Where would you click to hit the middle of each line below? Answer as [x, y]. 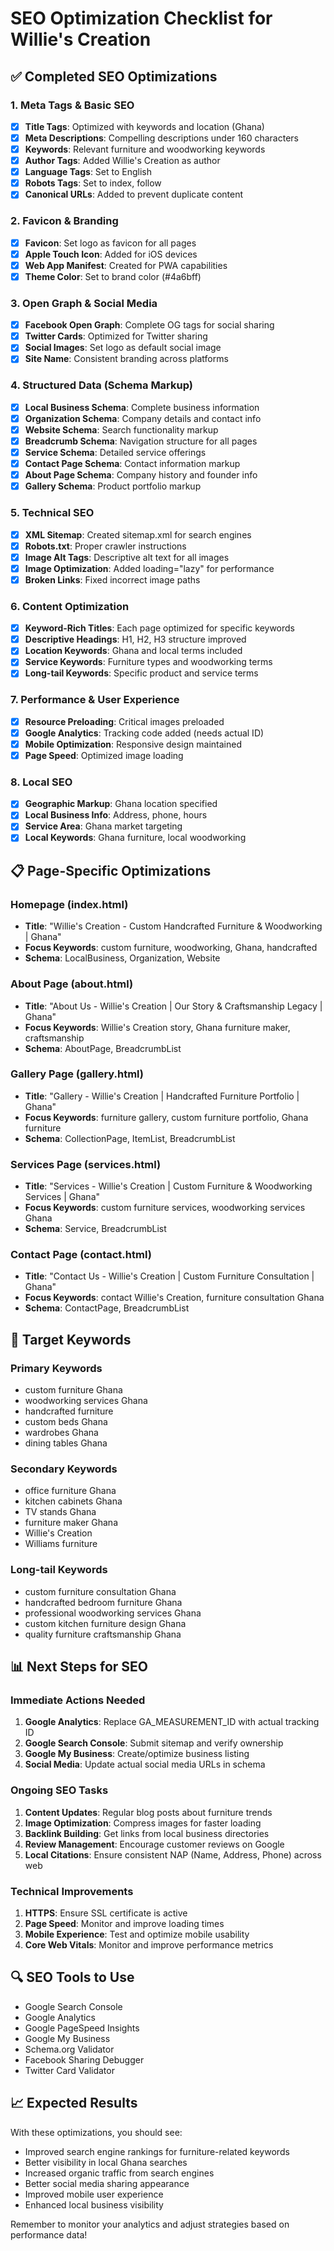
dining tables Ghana [66, 1443]
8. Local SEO [41, 782]
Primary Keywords [56, 1368]
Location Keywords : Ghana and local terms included [133, 651]
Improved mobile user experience [94, 2194]
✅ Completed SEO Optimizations [114, 76]
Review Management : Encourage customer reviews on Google [154, 1844]
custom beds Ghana [66, 1422]
